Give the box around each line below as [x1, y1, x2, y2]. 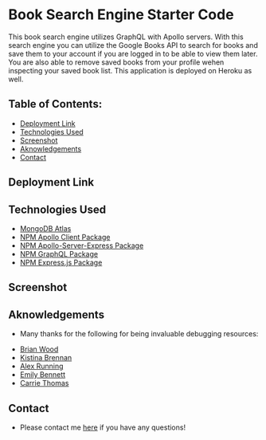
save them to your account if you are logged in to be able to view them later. [8, 49, 258, 58]
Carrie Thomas [19, 379, 69, 388]
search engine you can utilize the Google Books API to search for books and [8, 40, 259, 49]
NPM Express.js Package [19, 257, 103, 267]
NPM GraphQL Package [19, 249, 98, 258]
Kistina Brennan [19, 353, 72, 363]
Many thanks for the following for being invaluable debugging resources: [19, 329, 259, 339]
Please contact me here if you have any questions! [19, 422, 186, 432]
